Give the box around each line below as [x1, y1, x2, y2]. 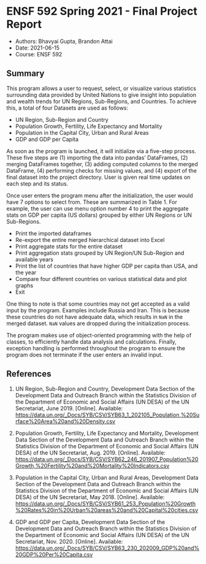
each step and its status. [6, 179, 69, 187]
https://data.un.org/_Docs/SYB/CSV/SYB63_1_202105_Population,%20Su [15, 411, 200, 418]
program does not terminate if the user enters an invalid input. [6, 351, 163, 358]
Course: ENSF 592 [15, 50, 63, 58]
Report [6, 17, 42, 31]
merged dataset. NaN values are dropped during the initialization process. [6, 320, 191, 327]
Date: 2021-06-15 [15, 44, 60, 51]
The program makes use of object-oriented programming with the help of [6, 331, 192, 339]
